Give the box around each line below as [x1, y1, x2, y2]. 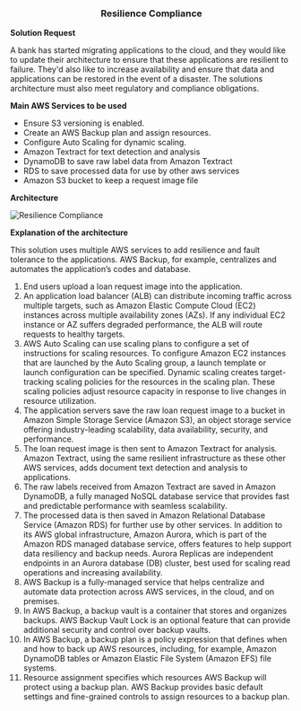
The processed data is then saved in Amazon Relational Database [22, 510, 266, 521]
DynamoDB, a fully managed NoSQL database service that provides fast [22, 491, 290, 502]
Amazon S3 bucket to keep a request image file [22, 175, 199, 186]
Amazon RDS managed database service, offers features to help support [22, 539, 292, 549]
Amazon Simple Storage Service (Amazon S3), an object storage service [22, 415, 292, 426]
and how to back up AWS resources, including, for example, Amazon [22, 644, 277, 654]
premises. [22, 596, 61, 607]
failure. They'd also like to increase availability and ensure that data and [10, 64, 275, 75]
